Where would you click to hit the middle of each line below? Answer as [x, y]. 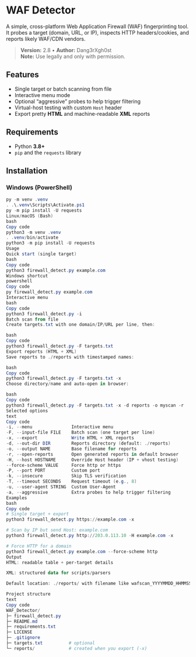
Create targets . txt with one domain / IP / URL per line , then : [81, 325]
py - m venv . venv [27, 199]
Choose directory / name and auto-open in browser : [68, 384]
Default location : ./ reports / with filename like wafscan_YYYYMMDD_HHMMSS [99, 584]
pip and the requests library [48, 152]
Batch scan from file [32, 319]
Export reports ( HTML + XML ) [41, 352]
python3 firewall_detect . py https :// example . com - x [70, 520]
